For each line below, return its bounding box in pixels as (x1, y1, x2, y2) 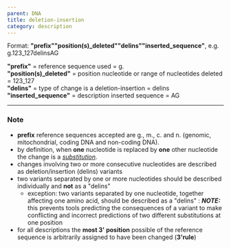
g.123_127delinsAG (7, 49, 59, 57)
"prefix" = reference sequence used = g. (7, 63, 124, 71)
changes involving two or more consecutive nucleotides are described (16, 159, 217, 168)
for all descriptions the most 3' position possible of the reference (16, 225, 203, 234)
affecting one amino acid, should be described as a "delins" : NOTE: (27, 196, 221, 205)
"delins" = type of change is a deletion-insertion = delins (7, 84, 170, 93)
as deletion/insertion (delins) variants (16, 167, 122, 175)
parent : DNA (7, 10, 41, 17)
